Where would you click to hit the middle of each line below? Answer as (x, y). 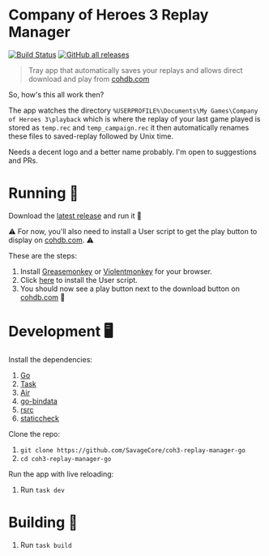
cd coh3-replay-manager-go (66, 459)
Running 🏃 (44, 193)
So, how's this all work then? (56, 94)
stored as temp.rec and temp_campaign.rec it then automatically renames (129, 127)
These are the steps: (43, 255)
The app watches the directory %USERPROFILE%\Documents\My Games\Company (133, 110)
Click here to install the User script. (79, 280)
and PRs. (23, 160)
